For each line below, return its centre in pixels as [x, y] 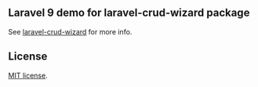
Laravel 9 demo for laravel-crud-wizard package [129, 13]
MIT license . [28, 75]
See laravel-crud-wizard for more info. [70, 31]
